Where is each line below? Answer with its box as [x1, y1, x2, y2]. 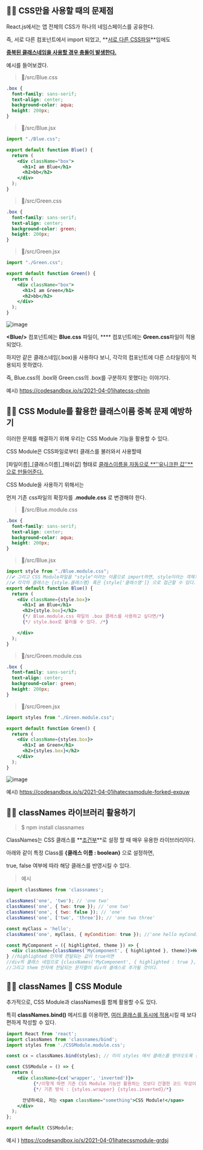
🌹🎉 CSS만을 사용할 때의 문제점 [6, 5, 114, 16]
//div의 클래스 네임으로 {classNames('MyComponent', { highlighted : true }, [6, 959, 196, 966]
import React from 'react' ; [6, 1030, 77, 1037]
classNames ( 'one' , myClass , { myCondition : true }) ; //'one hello [6, 931, 177, 937]
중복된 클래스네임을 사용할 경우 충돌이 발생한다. [6, 48, 117, 56]
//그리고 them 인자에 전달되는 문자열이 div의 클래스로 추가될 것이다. [6, 965, 159, 971]
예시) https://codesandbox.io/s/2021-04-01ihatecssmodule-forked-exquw [6, 788, 190, 795]
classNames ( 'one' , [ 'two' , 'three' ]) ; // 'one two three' [6, 915, 155, 921]
